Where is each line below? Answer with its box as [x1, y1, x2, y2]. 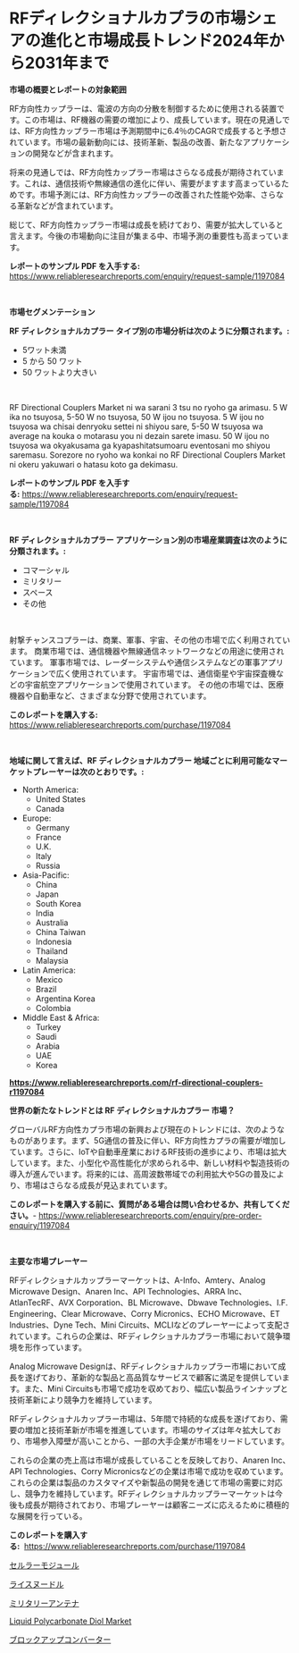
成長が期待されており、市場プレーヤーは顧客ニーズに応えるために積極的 [24, 1499, 290, 1510]
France [35, 831, 62, 842]
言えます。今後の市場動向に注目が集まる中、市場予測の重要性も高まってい [9, 230, 282, 241]
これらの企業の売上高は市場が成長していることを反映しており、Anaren [9, 1455, 270, 1465]
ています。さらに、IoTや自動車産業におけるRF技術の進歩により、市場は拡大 [9, 1146, 287, 1157]
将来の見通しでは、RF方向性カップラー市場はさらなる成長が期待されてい [9, 166, 277, 177]
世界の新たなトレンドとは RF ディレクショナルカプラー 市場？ [9, 1105, 235, 1116]
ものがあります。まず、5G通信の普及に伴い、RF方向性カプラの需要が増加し [9, 1134, 287, 1145]
